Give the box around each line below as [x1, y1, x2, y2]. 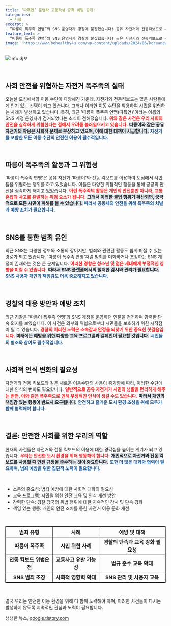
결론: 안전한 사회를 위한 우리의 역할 [5, 432, 108, 440]
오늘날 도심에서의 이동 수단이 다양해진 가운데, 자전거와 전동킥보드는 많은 [5, 96, 148, 102]
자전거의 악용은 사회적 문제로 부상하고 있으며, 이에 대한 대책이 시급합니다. [5, 128, 149, 134]
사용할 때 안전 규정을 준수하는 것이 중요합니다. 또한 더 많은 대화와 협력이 [18, 459, 159, 465]
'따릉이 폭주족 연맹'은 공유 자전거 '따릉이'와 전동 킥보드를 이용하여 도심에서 [5, 175, 154, 181]
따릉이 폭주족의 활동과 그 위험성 [5, 160, 98, 169]
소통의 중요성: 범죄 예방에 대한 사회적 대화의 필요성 [12, 486, 113, 492]
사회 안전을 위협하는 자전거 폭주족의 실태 [5, 82, 124, 90]
